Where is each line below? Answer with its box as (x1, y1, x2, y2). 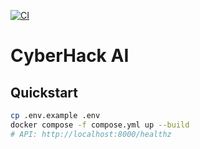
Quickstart (10, 84, 79, 101)
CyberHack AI (10, 45, 130, 67)
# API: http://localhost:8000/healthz (10, 129, 172, 139)
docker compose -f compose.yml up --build (10, 120, 190, 130)
